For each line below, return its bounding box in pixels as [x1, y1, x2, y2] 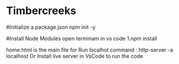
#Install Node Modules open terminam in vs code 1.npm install [6, 35, 158, 42]
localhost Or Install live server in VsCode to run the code [6, 52, 144, 59]
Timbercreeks [6, 4, 77, 18]
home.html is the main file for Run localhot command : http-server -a [6, 46, 173, 53]
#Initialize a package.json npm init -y [6, 23, 96, 31]
